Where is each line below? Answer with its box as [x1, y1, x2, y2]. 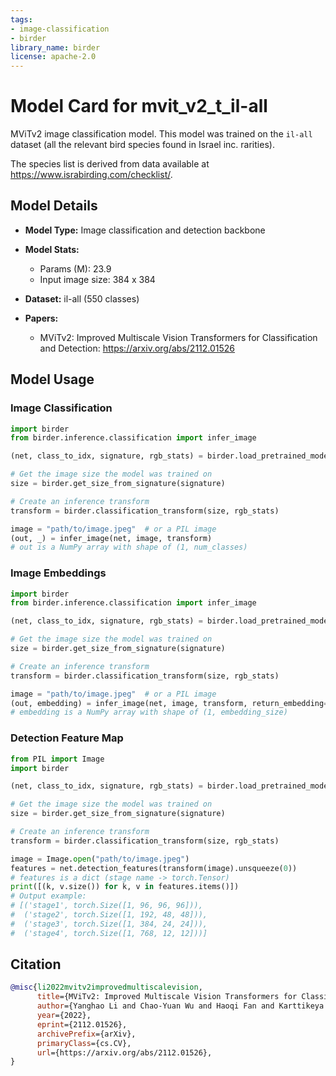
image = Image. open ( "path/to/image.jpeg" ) [10, 854, 190, 864]
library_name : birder [10, 42, 101, 53]
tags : [10, 14, 33, 25]
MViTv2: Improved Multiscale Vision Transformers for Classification [39, 331, 318, 343]
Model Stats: [24, 243, 80, 255]
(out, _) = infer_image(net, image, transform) [10, 533, 213, 543]
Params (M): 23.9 [39, 262, 112, 275]
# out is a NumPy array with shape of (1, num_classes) [10, 542, 248, 553]
